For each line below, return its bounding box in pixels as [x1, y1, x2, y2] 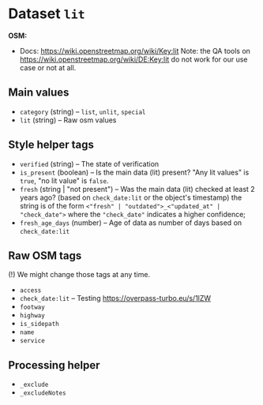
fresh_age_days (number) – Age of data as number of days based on [19, 218, 242, 227]
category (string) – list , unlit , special [19, 107, 146, 116]
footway [19, 303, 45, 312]
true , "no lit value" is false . [19, 175, 109, 186]
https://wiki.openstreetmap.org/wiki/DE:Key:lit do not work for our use [19, 54, 248, 64]
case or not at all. [19, 62, 77, 72]
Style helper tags [8, 138, 95, 152]
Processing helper [8, 358, 100, 372]
